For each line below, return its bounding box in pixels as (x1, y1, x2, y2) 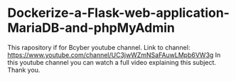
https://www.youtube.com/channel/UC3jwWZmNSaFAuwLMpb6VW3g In (7, 51, 221, 59)
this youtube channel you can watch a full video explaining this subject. (7, 58, 217, 66)
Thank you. (7, 66, 41, 74)
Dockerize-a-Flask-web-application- (7, 5, 230, 21)
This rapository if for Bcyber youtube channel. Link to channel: (7, 43, 191, 51)
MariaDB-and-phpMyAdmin (7, 20, 176, 36)
